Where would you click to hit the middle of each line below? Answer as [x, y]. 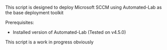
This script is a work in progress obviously [49, 42]
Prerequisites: [20, 22]
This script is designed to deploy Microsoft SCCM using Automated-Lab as [83, 7]
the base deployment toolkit [35, 13]
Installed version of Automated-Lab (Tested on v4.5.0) [69, 32]
